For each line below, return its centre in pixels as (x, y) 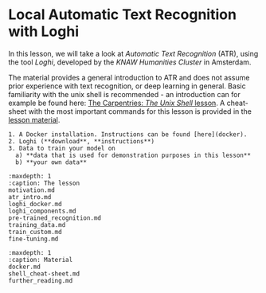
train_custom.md (35, 232)
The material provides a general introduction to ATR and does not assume (129, 77)
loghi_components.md (43, 211)
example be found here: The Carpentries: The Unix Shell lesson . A (117, 103)
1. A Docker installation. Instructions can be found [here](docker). (128, 134)
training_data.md (37, 225)
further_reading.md (41, 280)
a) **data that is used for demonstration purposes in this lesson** (133, 155)
